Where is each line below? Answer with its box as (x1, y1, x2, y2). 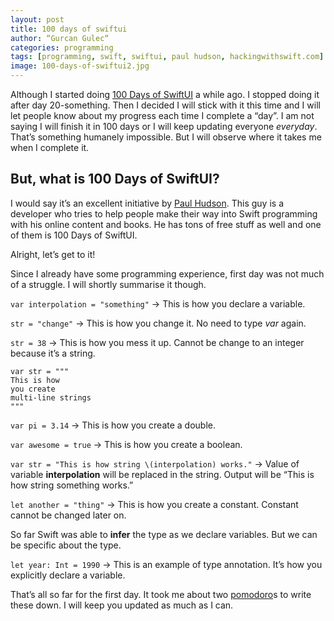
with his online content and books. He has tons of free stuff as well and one (10, 218, 322, 230)
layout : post (10, 14, 65, 25)
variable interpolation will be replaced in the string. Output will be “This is (10, 468, 315, 480)
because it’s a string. (10, 347, 96, 359)
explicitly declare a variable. (10, 569, 126, 581)
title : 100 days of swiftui (10, 24, 128, 34)
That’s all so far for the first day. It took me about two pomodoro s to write (10, 588, 312, 600)
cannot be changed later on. (10, 509, 127, 521)
